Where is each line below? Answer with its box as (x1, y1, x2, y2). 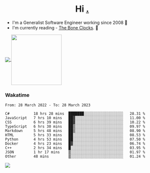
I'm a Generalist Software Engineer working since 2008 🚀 (12, 20, 128, 25)
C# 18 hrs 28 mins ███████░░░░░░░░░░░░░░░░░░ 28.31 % (5, 111, 146, 116)
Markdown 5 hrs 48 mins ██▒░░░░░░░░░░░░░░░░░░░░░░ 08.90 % (5, 129, 146, 133)
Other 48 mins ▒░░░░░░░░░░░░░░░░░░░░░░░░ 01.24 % (5, 154, 146, 159)
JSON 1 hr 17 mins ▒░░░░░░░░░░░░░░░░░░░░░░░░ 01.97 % (5, 150, 146, 155)
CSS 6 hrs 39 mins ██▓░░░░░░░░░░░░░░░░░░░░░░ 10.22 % (5, 120, 146, 125)
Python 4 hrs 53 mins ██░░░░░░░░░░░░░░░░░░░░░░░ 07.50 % (5, 137, 146, 142)
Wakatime (5, 91, 30, 98)
